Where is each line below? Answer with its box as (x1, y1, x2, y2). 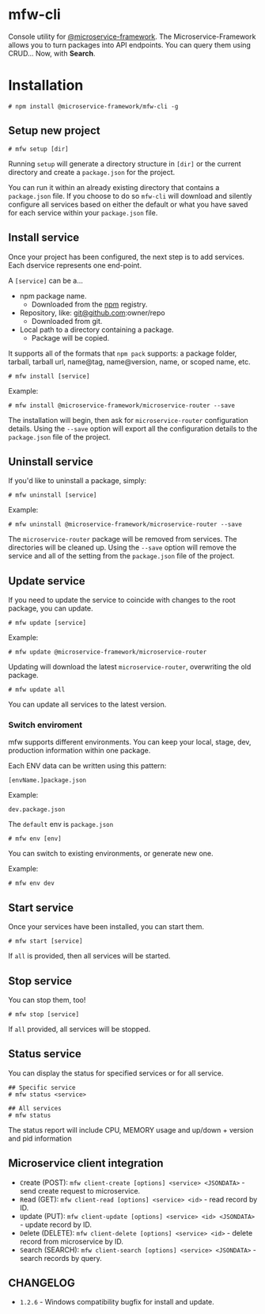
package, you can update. (8, 604, 93, 613)
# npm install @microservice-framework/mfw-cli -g (8, 102, 179, 110)
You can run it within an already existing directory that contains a (8, 182, 220, 192)
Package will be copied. (31, 333, 109, 342)
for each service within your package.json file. (8, 208, 158, 217)
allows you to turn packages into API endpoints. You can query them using (8, 40, 252, 49)
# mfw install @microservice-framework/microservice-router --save (8, 402, 236, 409)
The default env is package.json (8, 820, 114, 829)
